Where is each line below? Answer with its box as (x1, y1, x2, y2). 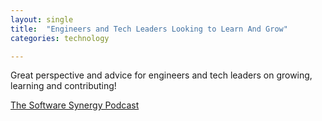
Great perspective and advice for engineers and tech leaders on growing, (10, 69, 313, 81)
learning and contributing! (10, 80, 117, 92)
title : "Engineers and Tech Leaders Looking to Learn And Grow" (10, 24, 288, 34)
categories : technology (10, 33, 110, 43)
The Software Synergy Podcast (10, 99, 140, 111)
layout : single (10, 14, 74, 25)
